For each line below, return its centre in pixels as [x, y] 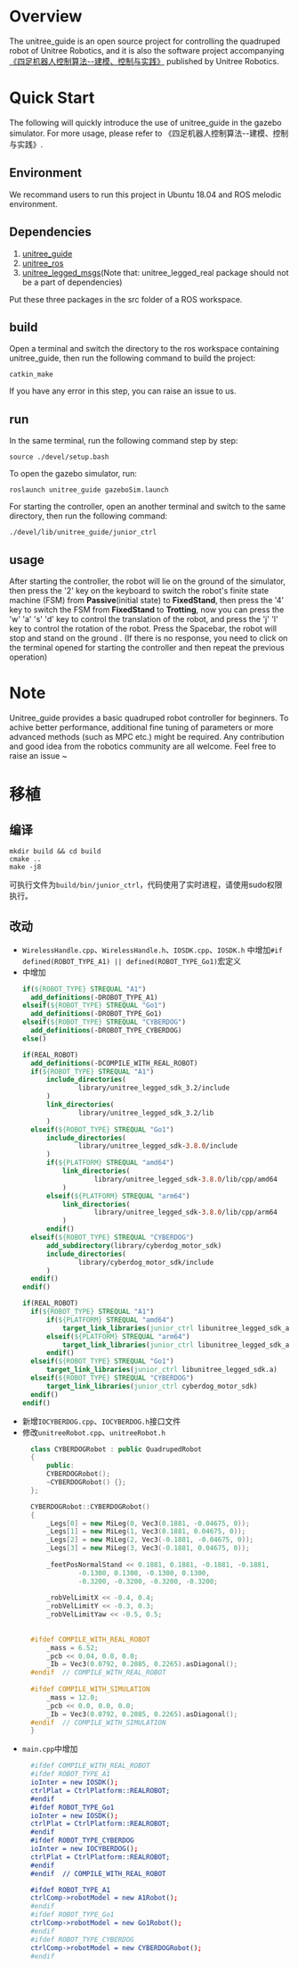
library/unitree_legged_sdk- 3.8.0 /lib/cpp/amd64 [185, 1179]
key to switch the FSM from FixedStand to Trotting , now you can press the [147, 610]
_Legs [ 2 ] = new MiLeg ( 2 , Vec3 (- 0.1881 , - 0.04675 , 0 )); [150, 1540]
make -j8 [25, 867]
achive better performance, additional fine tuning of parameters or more [141, 727]
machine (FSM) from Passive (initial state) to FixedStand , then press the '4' [147, 600]
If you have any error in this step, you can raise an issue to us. [123, 391]
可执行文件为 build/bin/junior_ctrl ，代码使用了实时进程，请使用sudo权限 [146, 884]
